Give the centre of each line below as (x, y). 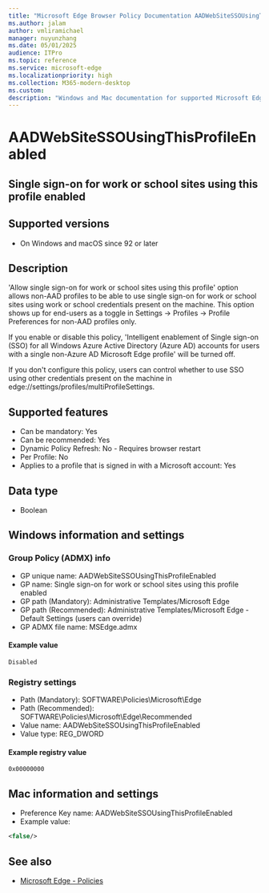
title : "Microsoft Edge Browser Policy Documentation (100, 16)
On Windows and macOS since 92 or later (89, 243)
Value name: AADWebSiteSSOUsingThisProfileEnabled (110, 725)
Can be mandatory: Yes (58, 432)
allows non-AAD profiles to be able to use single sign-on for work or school (132, 296)
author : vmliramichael (46, 30)
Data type (33, 491)
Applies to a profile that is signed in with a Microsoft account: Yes (128, 465)
